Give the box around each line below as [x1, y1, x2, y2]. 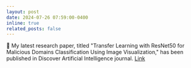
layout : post [6, 8, 40, 15]
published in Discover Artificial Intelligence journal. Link [6, 55, 145, 62]
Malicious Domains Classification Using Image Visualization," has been [6, 49, 184, 56]
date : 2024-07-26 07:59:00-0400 [6, 14, 88, 20]
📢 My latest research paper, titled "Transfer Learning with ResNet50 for [6, 42, 185, 49]
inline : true [6, 20, 40, 26]
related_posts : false [6, 25, 61, 32]
